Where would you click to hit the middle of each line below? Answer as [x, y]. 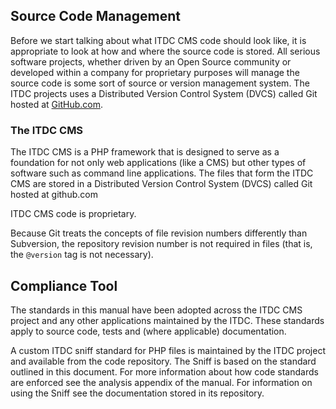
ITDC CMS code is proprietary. [73, 214]
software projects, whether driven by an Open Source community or [151, 61]
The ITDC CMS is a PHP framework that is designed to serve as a [145, 152]
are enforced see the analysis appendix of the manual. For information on [161, 382]
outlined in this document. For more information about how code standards [164, 371]
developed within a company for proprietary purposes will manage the [155, 72]
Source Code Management [95, 16]
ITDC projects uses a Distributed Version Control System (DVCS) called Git [164, 93]
